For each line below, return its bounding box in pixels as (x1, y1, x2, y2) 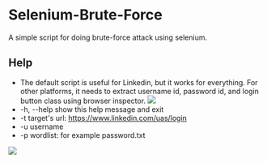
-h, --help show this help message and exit (19, 104, 164, 114)
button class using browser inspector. (19, 96, 146, 105)
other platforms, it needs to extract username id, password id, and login (19, 86, 259, 96)
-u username (19, 122, 64, 131)
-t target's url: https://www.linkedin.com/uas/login (19, 113, 188, 122)
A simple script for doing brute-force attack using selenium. (8, 32, 208, 42)
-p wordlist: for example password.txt (19, 130, 146, 139)
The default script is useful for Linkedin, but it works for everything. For (19, 77, 258, 87)
